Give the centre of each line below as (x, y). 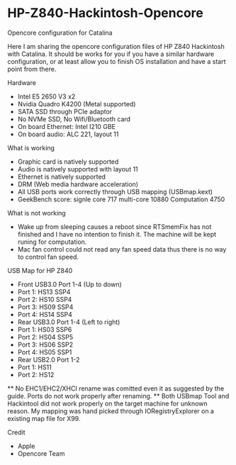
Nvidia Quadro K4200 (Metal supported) (77, 103)
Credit (16, 432)
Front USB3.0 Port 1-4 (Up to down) (69, 284)
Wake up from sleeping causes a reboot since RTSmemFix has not (114, 226)
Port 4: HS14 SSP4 (45, 314)
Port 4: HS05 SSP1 (45, 352)
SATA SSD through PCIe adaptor (65, 111)
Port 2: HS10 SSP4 (45, 299)
